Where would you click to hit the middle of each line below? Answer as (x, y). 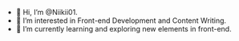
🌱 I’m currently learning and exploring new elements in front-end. (124, 29)
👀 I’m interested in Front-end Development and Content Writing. (121, 20)
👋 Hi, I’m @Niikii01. (47, 12)
